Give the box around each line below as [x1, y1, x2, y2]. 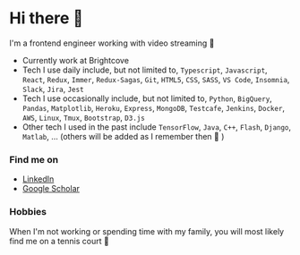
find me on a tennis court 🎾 [9, 235, 109, 246]
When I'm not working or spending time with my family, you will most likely [9, 225, 285, 236]
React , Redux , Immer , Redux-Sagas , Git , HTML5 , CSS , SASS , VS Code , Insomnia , [21, 73, 290, 84]
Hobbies [9, 206, 47, 218]
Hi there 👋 [9, 8, 83, 29]
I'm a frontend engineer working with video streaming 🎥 [9, 38, 215, 48]
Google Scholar [21, 183, 81, 194]
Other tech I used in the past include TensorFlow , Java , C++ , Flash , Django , [21, 121, 292, 132]
